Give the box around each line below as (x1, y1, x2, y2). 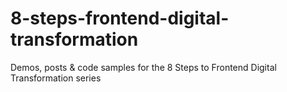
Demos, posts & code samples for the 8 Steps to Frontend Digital (10, 61, 277, 73)
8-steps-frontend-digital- (10, 7, 230, 30)
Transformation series (10, 72, 102, 84)
